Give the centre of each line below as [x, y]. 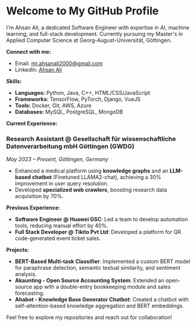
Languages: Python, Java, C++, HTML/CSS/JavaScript [83, 92]
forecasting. [29, 293]
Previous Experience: [33, 208]
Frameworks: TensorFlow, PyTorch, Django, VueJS [78, 99]
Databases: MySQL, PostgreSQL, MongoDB [69, 112]
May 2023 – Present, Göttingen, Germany [57, 159]
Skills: [14, 81]
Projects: [18, 250]
